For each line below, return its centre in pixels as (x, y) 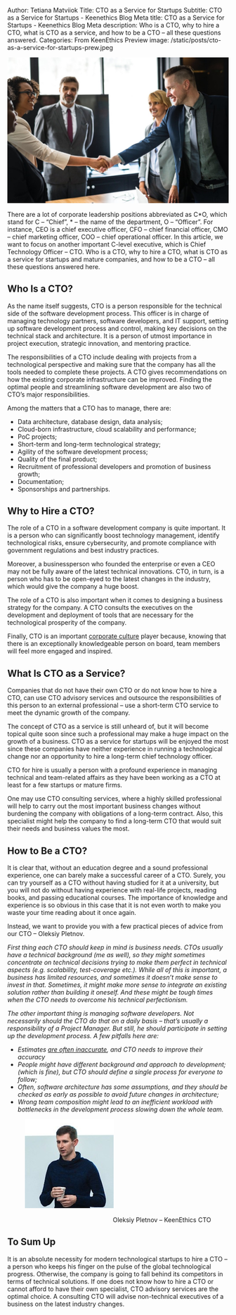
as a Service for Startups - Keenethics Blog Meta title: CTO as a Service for (116, 18)
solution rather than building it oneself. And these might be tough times (110, 992)
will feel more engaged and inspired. (60, 652)
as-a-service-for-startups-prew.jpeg (60, 48)
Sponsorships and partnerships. (64, 489)
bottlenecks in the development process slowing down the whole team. (120, 1109)
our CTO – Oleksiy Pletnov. (46, 934)
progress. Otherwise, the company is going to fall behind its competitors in (115, 1273)
